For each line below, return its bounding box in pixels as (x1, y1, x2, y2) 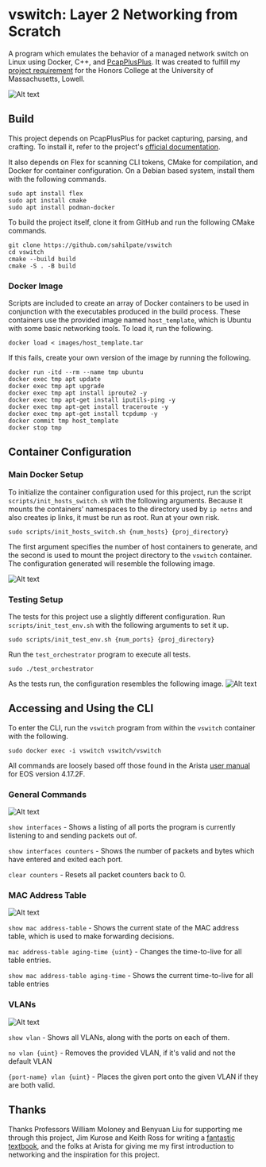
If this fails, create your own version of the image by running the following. (8, 353, 252, 363)
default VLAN (8, 1056, 52, 1065)
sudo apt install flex (8, 189, 83, 198)
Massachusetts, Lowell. (8, 74, 85, 83)
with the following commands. (8, 174, 107, 183)
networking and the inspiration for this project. (8, 1150, 160, 1159)
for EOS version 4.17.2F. (8, 768, 86, 779)
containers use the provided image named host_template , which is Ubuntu (8, 315, 252, 325)
